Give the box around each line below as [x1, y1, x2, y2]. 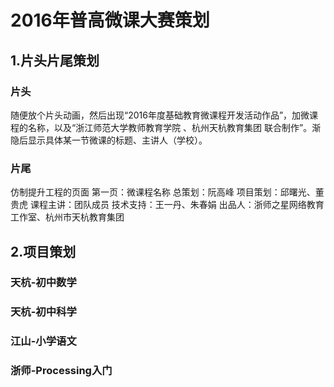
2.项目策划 [10, 243, 77, 260]
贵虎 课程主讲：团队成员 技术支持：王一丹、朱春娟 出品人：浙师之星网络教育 [10, 199, 325, 211]
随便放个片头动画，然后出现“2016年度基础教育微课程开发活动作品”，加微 [10, 109, 310, 121]
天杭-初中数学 [10, 276, 77, 290]
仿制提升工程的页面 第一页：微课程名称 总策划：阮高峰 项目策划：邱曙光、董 [10, 186, 325, 198]
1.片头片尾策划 [10, 52, 100, 69]
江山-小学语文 [10, 334, 77, 348]
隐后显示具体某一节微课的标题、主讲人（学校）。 [10, 134, 208, 146]
